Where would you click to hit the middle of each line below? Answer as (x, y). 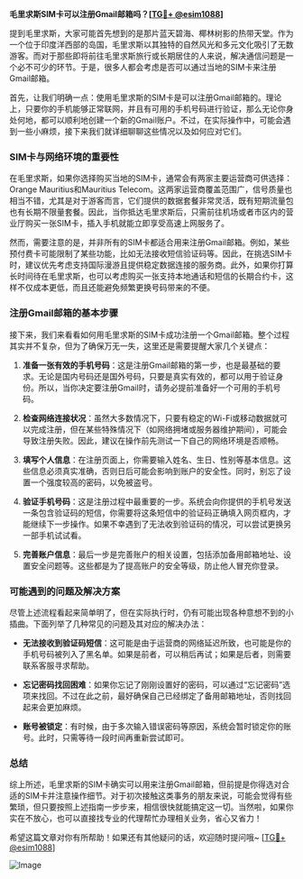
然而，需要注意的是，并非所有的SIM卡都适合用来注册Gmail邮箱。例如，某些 (150, 243)
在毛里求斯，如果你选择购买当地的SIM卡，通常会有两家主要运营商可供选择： (151, 179)
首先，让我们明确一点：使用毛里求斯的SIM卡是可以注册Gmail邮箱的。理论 (146, 97)
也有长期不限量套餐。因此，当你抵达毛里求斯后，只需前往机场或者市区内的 (147, 212)
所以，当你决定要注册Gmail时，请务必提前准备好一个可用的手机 (156, 388)
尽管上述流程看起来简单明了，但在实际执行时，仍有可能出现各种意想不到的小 (151, 612)
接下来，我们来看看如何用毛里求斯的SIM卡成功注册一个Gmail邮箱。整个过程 (150, 334)
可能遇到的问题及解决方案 (65, 591)
